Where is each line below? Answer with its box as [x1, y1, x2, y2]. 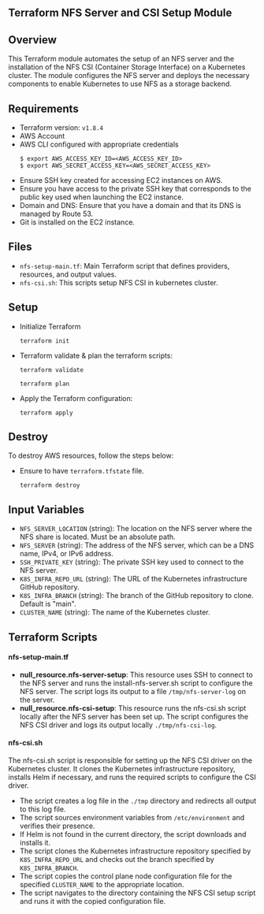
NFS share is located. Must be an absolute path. [19, 532, 176, 542]
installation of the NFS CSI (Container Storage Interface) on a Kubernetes [8, 62, 246, 72]
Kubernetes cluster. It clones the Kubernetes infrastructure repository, [8, 764, 236, 774]
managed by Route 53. [19, 209, 94, 219]
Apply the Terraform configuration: [19, 393, 133, 403]
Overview [8, 33, 58, 46]
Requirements [8, 102, 79, 115]
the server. [19, 695, 55, 704]
